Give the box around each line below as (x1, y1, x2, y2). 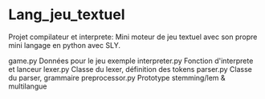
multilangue (8, 81, 47, 91)
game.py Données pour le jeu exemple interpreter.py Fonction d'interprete (8, 56, 254, 65)
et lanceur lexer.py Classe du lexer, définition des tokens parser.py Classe (8, 64, 253, 73)
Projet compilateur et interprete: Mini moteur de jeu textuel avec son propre (8, 32, 258, 42)
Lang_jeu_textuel (8, 6, 126, 24)
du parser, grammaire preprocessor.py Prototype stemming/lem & (8, 73, 226, 82)
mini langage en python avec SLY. (8, 40, 120, 49)
